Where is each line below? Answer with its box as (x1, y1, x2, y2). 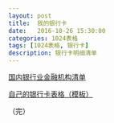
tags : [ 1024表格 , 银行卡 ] (8, 42, 89, 50)
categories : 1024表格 (8, 34, 79, 43)
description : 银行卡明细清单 (8, 49, 98, 57)
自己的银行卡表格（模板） (8, 89, 93, 99)
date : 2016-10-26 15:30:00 (8, 27, 106, 35)
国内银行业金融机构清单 (8, 72, 86, 81)
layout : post (8, 11, 52, 20)
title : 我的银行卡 (8, 19, 67, 27)
